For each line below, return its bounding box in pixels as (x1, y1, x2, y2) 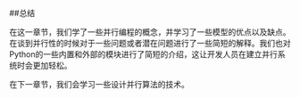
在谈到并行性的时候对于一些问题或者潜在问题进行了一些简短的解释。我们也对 (9, 38, 291, 48)
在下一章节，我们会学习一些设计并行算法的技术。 (9, 79, 189, 89)
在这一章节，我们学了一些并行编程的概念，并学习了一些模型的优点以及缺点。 (9, 27, 291, 37)
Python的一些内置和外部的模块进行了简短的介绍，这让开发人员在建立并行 (9, 49, 279, 60)
